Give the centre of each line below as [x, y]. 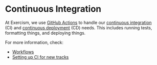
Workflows [23, 52]
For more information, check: [34, 42]
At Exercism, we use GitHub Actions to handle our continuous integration [78, 22]
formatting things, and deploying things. [45, 33]
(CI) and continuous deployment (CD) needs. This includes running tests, [79, 27]
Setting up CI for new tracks [40, 57]
